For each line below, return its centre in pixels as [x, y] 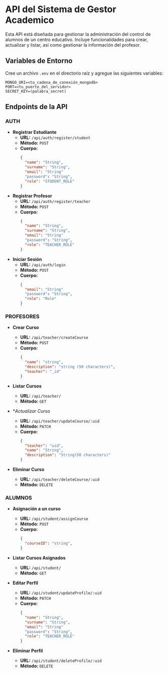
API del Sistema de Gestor [61, 9]
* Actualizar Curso [31, 411]
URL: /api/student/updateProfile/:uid [61, 593]
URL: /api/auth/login [43, 264]
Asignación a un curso [37, 509]
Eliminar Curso [28, 470]
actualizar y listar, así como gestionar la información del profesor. [73, 45]
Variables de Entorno [39, 61]
